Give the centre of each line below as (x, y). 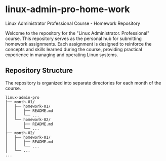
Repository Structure (39, 71)
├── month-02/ (20, 133)
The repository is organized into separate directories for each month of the (83, 83)
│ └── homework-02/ (28, 119)
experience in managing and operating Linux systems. (62, 55)
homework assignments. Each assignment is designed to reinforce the (78, 44)
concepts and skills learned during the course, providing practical (74, 49)
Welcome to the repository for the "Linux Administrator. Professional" (77, 33)
